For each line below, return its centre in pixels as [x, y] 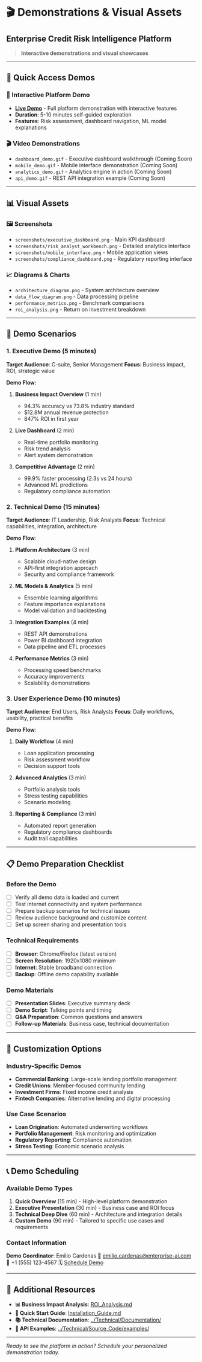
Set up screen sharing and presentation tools [71, 924]
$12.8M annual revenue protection [66, 412]
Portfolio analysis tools [52, 790]
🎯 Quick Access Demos [50, 78]
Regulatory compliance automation [67, 491]
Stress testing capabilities [56, 796]
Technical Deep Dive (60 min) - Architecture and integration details [99, 1214]
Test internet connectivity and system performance [78, 904]
